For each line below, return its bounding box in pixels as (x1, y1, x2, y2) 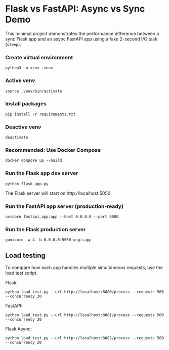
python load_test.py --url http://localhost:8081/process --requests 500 (5, 313, 164, 318)
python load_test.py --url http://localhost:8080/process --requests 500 (5, 289, 164, 295)
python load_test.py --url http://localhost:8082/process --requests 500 (5, 336, 164, 341)
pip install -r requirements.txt (5, 112, 76, 117)
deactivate (5, 135, 28, 140)
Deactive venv (5, 123, 41, 130)
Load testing (5, 251, 46, 259)
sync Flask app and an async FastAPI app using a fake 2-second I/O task (5, 36, 158, 42)
